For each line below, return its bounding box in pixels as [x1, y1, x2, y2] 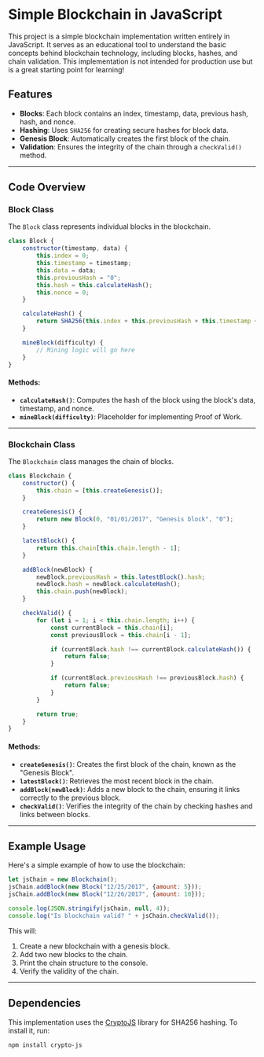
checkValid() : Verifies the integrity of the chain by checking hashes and [19, 801, 253, 811]
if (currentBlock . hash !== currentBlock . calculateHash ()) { [49, 645, 251, 654]
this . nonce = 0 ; [36, 289, 90, 296]
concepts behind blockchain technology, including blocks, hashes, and [8, 48, 238, 57]
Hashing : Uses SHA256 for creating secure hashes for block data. [19, 125, 229, 134]
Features [8, 88, 53, 101]
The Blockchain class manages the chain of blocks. [8, 456, 174, 466]
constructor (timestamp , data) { [22, 245, 128, 252]
